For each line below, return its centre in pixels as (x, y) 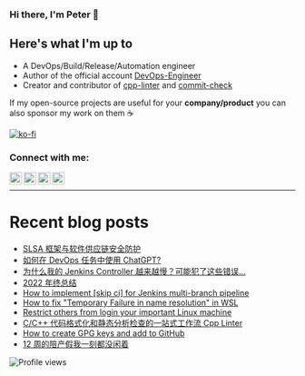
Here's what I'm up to (71, 44)
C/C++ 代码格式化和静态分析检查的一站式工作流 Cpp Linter (133, 322)
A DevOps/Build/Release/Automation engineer (109, 65)
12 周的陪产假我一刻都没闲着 (75, 343)
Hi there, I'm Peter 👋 (54, 15)
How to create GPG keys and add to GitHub (103, 333)
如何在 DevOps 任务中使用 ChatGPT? (92, 260)
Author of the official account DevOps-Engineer (112, 75)
